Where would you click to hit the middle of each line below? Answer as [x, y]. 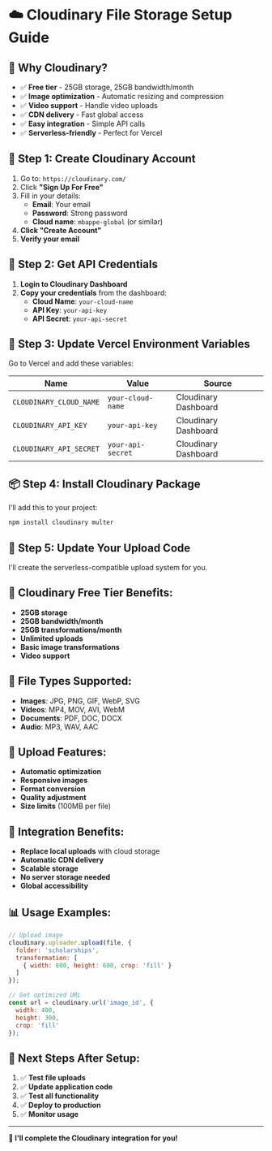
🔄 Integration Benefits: [66, 831]
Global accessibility [54, 886]
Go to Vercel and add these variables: [71, 363]
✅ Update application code [66, 1087]
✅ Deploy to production [60, 1106]
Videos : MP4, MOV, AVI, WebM [72, 709]
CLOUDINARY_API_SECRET [56, 449]
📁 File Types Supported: [70, 681]
